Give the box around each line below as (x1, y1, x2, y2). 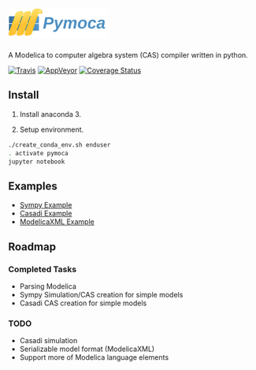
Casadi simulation (19, 336, 78, 346)
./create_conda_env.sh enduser (8, 140, 111, 149)
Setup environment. (19, 125, 84, 134)
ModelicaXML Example (19, 217, 95, 226)
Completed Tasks (8, 263, 77, 275)
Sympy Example (19, 200, 72, 210)
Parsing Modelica (19, 281, 76, 291)
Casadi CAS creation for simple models (19, 298, 147, 308)
